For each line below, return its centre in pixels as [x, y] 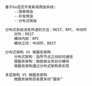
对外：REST [24, 34]
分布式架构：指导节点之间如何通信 [44, 57]
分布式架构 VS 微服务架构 [28, 52]
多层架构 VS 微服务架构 [26, 75]
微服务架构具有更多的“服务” [38, 79]
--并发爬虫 [24, 16]
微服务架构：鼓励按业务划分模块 [42, 61]
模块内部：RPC [27, 39]
